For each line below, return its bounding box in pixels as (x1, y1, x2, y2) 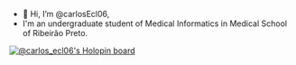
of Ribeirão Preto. (22, 28, 88, 38)
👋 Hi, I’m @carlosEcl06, (22, 9, 110, 19)
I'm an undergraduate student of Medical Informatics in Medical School (22, 18, 287, 29)
